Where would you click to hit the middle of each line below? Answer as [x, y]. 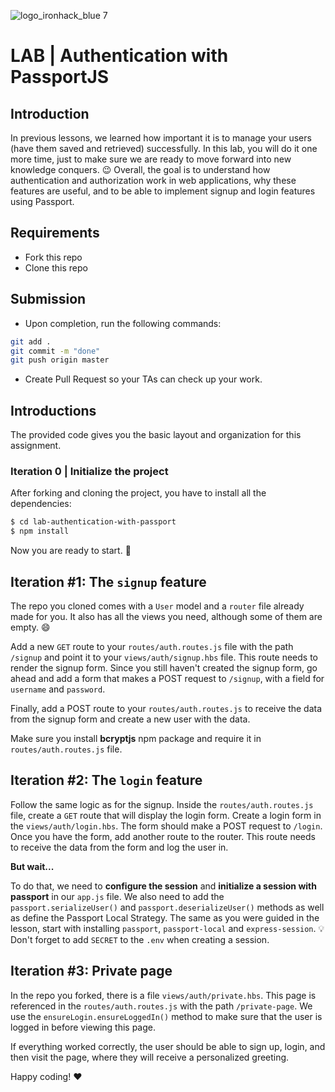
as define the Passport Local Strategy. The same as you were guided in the [165, 917]
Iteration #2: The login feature [106, 780]
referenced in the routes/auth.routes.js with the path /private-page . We [161, 1006]
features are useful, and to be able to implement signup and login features [163, 191]
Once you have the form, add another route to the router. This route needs [163, 836]
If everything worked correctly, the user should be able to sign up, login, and [168, 1046]
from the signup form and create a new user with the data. [130, 719]
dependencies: [41, 504]
